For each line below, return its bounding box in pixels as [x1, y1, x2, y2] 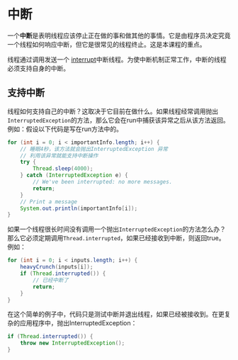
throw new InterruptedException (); [20, 339, 125, 347]
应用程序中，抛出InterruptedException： [19, 319, 137, 327]
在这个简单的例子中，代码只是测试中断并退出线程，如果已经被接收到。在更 [7, 310, 225, 319]
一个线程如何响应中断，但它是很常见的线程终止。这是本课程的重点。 [7, 40, 206, 48]
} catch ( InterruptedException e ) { [20, 171, 129, 179]
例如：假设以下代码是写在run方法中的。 [7, 125, 123, 133]
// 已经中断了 [33, 276, 69, 283]
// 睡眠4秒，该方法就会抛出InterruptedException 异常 [20, 145, 169, 152]
